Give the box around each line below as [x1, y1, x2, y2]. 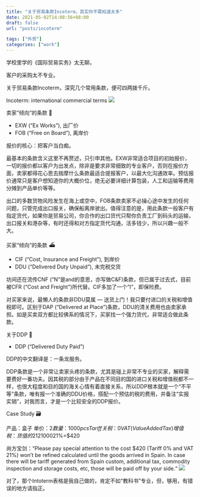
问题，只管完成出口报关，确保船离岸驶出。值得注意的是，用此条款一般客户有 [6, 205, 194, 212]
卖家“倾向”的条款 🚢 [6, 109, 52, 116]
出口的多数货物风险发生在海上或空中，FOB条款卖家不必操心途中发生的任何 [6, 197, 189, 204]
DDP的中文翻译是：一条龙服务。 [6, 356, 85, 362]
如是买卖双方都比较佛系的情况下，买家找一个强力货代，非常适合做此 [16, 311, 183, 318]
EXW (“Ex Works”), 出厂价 [14, 122, 79, 129]
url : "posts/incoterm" [6, 25, 62, 32]
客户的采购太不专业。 [6, 72, 58, 78]
